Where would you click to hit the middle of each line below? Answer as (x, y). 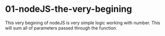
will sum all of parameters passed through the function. (61, 28)
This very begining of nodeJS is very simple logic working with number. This (83, 23)
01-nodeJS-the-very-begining (68, 9)
